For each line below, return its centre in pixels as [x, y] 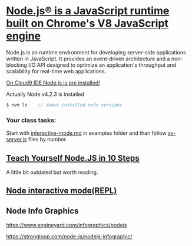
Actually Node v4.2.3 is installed [45, 94]
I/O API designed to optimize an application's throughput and [102, 65]
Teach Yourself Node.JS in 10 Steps [73, 158]
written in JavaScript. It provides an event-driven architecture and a [88, 59]
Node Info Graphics [42, 211]
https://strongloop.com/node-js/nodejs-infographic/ [69, 237]
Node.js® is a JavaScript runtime [88, 11]
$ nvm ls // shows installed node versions [64, 105]
